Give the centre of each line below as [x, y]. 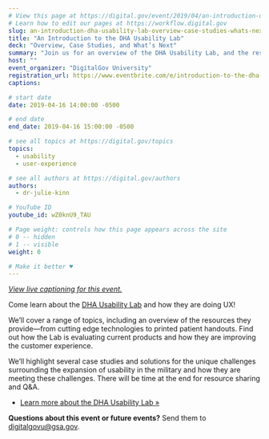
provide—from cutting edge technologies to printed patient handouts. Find [131, 329]
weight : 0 [25, 252]
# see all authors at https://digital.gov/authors [94, 178]
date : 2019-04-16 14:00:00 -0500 [64, 105]
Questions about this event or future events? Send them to [107, 418]
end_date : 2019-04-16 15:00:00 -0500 [71, 127]
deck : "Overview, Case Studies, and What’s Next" [93, 46]
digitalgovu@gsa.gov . [44, 427]
